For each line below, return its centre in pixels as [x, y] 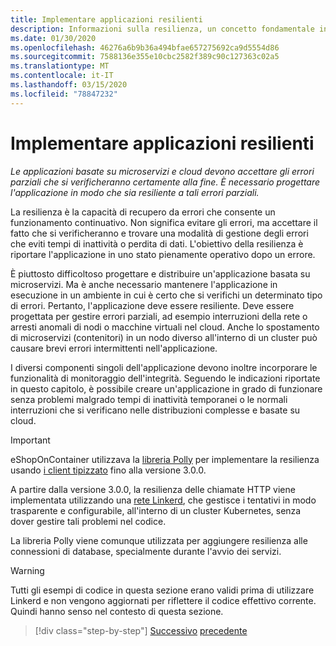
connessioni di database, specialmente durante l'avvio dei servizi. [146, 551]
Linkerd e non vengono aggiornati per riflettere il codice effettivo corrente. [163, 600]
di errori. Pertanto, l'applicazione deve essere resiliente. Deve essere [152, 305]
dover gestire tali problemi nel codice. [88, 521]
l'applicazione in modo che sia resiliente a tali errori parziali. [135, 192]
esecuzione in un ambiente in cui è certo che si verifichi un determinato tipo [166, 295]
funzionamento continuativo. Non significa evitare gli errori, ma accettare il [164, 222]
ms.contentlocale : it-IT [62, 76]
